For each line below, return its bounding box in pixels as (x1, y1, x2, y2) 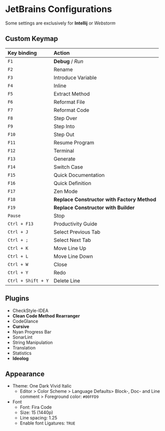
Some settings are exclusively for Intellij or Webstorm (5, 20, 116, 26)
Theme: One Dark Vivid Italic (12, 383, 71, 389)
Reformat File (53, 98, 85, 105)
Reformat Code (53, 106, 89, 113)
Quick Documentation (53, 171, 105, 178)
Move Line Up (53, 244, 86, 251)
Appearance (5, 369, 45, 378)
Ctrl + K (7, 245, 28, 251)
